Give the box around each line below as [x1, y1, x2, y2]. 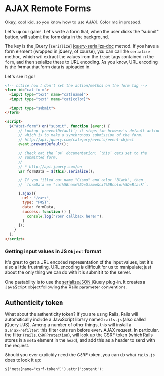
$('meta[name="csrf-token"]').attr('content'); [5, 367, 104, 372]
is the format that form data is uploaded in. [5, 64, 91, 70]
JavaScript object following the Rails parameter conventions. [5, 284, 127, 290]
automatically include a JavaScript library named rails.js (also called [5, 316, 146, 323]
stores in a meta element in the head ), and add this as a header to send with [5, 337, 155, 343]
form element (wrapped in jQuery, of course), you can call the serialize [5, 48, 150, 54]
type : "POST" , [22, 200, 51, 205]
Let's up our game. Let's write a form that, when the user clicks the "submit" [5, 28, 159, 34]
